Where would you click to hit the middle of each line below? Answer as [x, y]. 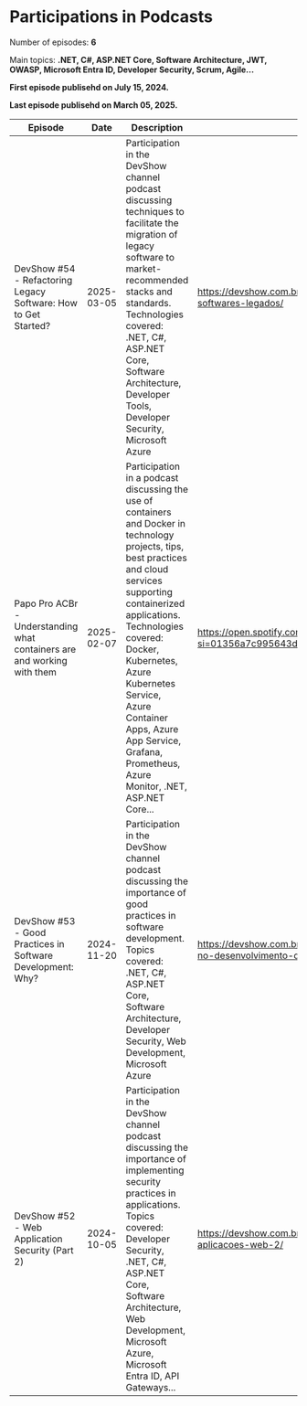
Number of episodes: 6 [53, 42]
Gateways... [151, 1387]
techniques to [155, 211]
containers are [45, 649]
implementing [155, 1170]
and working [41, 660]
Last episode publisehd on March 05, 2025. [94, 105]
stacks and [149, 292]
